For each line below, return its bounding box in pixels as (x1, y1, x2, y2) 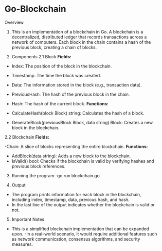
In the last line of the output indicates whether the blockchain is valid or (11, 201, 155, 207)
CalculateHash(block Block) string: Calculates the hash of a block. (11, 110, 144, 116)
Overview (4, 19, 24, 25)
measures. (11, 241, 33, 247)
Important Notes (11, 216, 45, 222)
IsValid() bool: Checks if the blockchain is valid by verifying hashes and (11, 158, 154, 164)
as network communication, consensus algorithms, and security (11, 236, 141, 242)
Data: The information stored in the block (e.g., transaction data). (11, 82, 142, 88)
